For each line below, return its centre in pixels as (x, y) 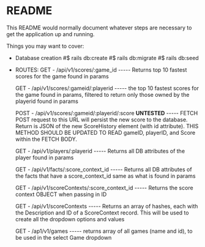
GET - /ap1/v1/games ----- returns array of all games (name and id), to (104, 231)
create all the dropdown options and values (70, 219)
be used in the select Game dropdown (63, 237)
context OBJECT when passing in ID (61, 194)
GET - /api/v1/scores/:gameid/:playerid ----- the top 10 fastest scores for (107, 88)
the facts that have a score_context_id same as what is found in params (105, 176)
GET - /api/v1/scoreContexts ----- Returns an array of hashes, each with (106, 206)
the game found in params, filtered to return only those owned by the (102, 94)
